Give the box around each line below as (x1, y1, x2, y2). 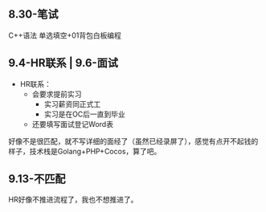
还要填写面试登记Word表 (31, 119, 114, 128)
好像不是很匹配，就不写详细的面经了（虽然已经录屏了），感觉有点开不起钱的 (8, 136, 259, 146)
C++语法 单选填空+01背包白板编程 (8, 31, 122, 40)
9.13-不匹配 (8, 172, 66, 186)
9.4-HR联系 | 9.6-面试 (8, 56, 119, 70)
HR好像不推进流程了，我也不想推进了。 (8, 195, 138, 205)
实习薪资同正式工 (43, 99, 101, 108)
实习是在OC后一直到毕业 (43, 109, 126, 119)
